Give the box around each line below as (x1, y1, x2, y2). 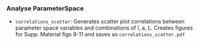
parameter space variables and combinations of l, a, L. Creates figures (15, 24, 193, 31)
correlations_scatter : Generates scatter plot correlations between (15, 18, 185, 25)
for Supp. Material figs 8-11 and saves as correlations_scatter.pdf (15, 31, 186, 38)
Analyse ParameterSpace (6, 4, 84, 13)
